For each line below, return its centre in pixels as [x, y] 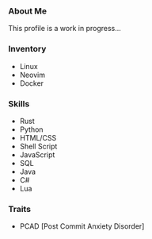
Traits [20, 209]
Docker [32, 83]
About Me [28, 11]
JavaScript [37, 154]
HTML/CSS [38, 137]
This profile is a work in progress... [65, 29]
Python [31, 129]
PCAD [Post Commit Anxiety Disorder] [82, 226]
